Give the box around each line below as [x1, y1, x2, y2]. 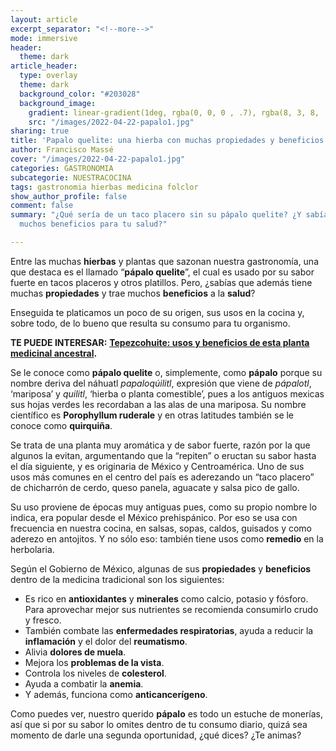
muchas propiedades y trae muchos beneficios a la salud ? [10, 287, 256, 299]
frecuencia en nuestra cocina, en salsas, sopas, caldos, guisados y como [10, 522, 312, 534]
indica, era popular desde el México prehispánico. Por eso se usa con [10, 511, 298, 523]
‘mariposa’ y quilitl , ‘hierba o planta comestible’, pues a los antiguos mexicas [10, 387, 325, 400]
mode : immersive [10, 33, 78, 43]
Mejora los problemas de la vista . [24, 656, 165, 668]
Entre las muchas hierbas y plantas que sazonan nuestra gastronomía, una [10, 255, 320, 267]
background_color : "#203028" [19, 89, 141, 99]
